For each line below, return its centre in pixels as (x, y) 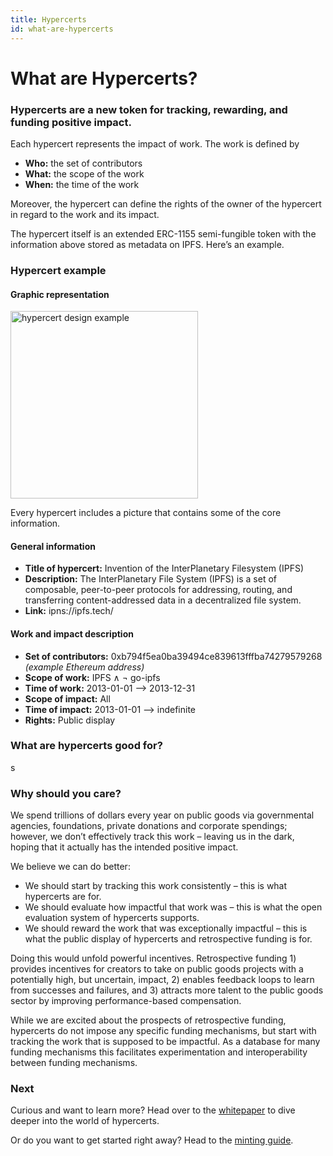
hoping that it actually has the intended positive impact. (124, 847)
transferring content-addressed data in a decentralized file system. (163, 600)
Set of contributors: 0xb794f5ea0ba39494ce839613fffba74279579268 (173, 656)
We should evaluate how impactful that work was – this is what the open (173, 907)
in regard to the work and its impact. (85, 214)
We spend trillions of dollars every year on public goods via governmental (162, 815)
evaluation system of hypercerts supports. (112, 918)
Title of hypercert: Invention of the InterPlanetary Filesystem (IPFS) (164, 568)
